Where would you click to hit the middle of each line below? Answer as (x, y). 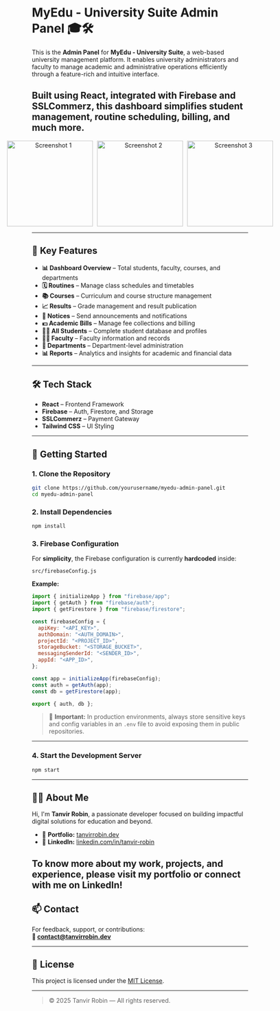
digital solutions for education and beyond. (92, 822)
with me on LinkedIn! (77, 885)
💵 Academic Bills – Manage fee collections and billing (118, 323)
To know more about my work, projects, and (128, 863)
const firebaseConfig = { (69, 621)
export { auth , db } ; (63, 704)
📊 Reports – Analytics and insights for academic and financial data (137, 353)
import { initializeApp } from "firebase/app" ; (101, 597)
